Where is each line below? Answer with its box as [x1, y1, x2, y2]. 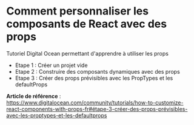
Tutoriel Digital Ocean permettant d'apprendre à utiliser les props [6, 50, 169, 57]
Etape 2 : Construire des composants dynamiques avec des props [15, 68, 180, 75]
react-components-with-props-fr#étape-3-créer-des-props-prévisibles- [6, 105, 188, 112]
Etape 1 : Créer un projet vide [15, 62, 88, 69]
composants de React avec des [6, 17, 167, 31]
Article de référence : [6, 92, 61, 100]
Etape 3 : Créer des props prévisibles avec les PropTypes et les [15, 74, 173, 82]
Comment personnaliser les [6, 4, 149, 18]
